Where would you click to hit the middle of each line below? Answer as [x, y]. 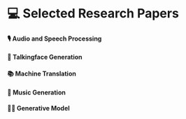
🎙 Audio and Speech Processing [55, 38]
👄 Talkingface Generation [45, 57]
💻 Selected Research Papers [93, 14]
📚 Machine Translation [42, 73]
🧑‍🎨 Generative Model [38, 108]
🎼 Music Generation [37, 92]
